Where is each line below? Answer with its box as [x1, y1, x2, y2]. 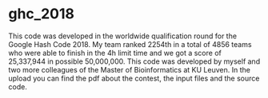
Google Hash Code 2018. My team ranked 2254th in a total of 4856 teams [8, 39, 252, 49]
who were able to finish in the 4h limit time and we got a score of [8, 48, 222, 57]
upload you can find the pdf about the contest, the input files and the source [8, 73, 260, 83]
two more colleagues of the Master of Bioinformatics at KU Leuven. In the [8, 65, 250, 74]
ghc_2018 [8, 5, 74, 23]
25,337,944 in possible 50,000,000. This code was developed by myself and [8, 57, 261, 66]
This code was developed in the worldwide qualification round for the [8, 31, 238, 41]
